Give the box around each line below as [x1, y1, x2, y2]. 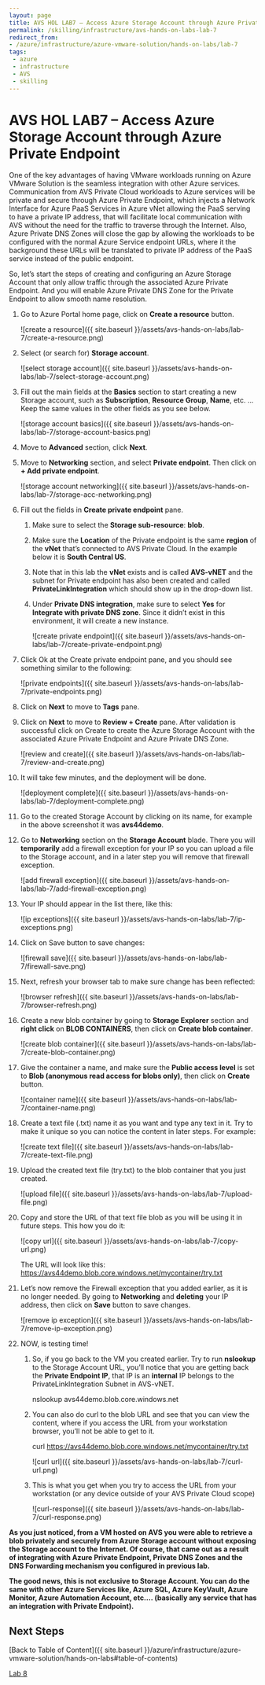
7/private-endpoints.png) [20, 687, 102, 697]
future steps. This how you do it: [20, 1221, 126, 1231]
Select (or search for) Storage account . [20, 348, 149, 358]
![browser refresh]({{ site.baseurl [20, 992, 128, 1002]
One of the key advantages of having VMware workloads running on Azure [9, 171, 252, 180]
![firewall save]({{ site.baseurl [20, 953, 116, 963]
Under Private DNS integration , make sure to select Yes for [31, 599, 226, 609]
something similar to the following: [20, 664, 132, 673]
